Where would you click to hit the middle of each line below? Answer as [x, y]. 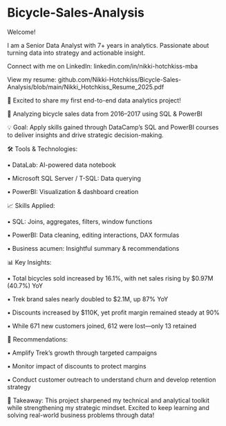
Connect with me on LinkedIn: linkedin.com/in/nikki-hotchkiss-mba [103, 66]
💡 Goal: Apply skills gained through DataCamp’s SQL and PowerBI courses [113, 127]
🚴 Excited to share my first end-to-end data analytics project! [94, 100]
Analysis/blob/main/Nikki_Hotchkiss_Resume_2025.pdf [86, 87]
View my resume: [32, 79]
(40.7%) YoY [25, 285]
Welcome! [21, 32]
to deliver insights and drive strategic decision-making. [85, 135]
